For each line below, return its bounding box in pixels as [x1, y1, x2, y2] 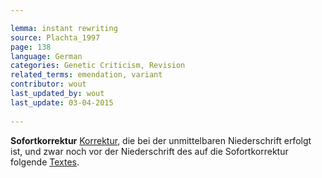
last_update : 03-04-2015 [10, 97, 114, 108]
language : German [10, 51, 83, 61]
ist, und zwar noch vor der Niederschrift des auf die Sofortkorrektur [10, 145, 289, 157]
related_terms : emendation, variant [10, 70, 163, 80]
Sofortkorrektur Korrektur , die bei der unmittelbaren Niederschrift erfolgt [10, 134, 312, 146]
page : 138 [10, 42, 52, 52]
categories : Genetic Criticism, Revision [10, 61, 186, 71]
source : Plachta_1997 [10, 32, 101, 43]
